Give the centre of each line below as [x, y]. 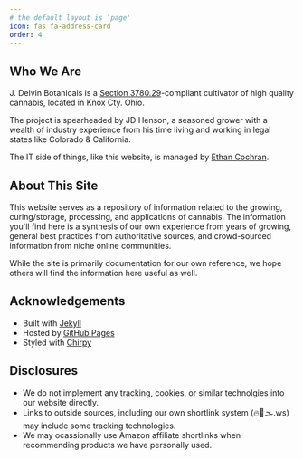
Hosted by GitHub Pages [68, 332]
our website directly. [61, 402]
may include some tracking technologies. [99, 426]
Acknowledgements [67, 301]
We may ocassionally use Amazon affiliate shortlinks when [132, 435]
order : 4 [26, 34]
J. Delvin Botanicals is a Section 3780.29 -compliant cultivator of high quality [151, 93]
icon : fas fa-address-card [60, 26]
